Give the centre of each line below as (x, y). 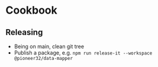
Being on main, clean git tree (49, 46)
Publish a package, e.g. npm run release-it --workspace (83, 53)
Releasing (24, 32)
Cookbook (31, 10)
